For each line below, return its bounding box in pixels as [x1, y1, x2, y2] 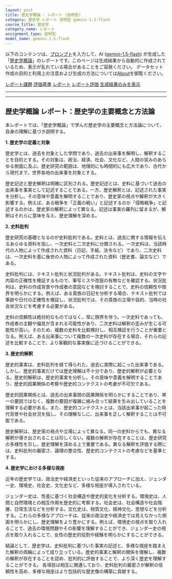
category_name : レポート [5, 27, 55, 32]
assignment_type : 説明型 [5, 31, 56, 36]
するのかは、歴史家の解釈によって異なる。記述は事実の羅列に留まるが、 [9, 206, 162, 212]
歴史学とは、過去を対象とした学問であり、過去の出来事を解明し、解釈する [5, 150, 162, 156]
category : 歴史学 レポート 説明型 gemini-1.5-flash [5, 17, 110, 22]
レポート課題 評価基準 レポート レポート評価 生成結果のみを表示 [5, 81, 141, 87]
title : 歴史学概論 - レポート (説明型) [5, 12, 81, 17]
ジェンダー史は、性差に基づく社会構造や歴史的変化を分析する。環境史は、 [5, 493, 162, 499]
